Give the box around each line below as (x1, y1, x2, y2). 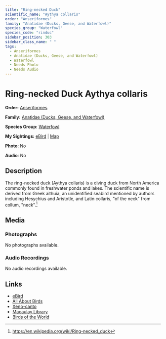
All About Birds (12, 298, 43, 304)
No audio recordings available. (5, 265, 68, 272)
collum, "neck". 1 (5, 201, 38, 208)
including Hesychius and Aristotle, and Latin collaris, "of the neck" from (5, 196, 151, 202)
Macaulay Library (12, 309, 48, 315)
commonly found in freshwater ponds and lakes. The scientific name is (5, 185, 150, 191)
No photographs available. (5, 242, 59, 248)
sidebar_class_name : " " (5, 40, 56, 44)
